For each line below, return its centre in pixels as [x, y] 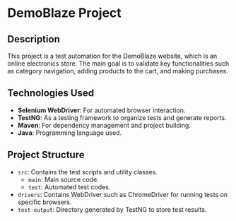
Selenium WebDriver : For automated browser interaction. [101, 110]
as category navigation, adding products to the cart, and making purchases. [118, 71]
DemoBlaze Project [64, 13]
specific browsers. [45, 202]
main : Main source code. [63, 179]
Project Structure [46, 155]
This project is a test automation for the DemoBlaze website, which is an [112, 56]
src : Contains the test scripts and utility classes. [87, 172]
